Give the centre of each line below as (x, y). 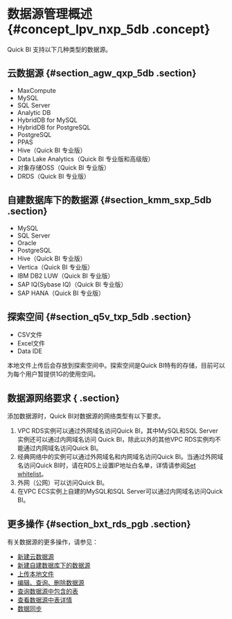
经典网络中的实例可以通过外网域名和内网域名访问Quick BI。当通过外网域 (120, 457)
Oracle (27, 242)
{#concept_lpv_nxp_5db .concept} (109, 29)
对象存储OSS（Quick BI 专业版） (64, 168)
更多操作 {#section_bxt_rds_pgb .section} (99, 524)
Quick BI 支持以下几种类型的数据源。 (60, 49)
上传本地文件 (35, 574)
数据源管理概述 (50, 14)
